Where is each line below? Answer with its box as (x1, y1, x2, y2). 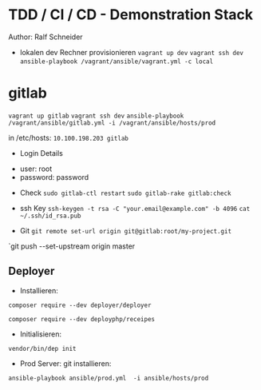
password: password (19, 172, 89, 181)
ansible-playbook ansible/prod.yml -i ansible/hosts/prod (8, 374, 209, 382)
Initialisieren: (19, 329, 62, 339)
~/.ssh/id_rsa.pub (19, 212, 81, 220)
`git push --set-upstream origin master (8, 241, 136, 251)
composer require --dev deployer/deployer (8, 301, 152, 309)
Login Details (19, 148, 64, 157)
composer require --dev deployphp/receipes (8, 315, 156, 323)
